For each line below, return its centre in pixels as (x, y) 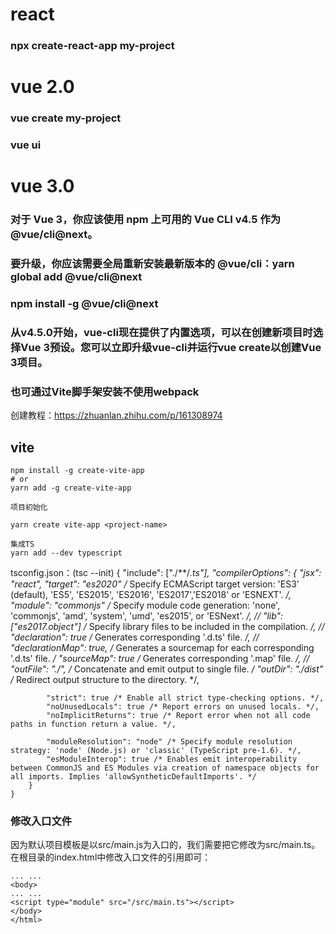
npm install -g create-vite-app (77, 471)
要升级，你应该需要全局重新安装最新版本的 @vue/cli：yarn (152, 264)
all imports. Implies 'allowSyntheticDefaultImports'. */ (133, 777)
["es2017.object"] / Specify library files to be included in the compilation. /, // (167, 627)
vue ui (26, 145)
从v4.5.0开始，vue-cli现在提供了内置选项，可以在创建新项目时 (161, 333)
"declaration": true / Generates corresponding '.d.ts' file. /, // (135, 637)
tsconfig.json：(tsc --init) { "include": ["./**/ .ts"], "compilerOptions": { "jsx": (166, 573)
